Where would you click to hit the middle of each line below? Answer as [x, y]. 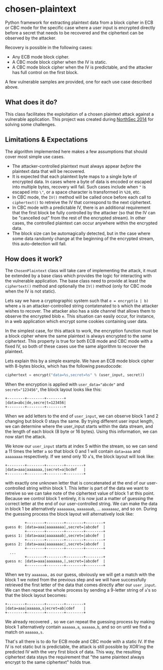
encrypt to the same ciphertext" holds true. [48, 662]
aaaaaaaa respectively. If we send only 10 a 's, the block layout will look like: [80, 457]
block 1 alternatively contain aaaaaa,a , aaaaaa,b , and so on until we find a [78, 627]
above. [12, 87]
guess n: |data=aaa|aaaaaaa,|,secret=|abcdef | [55, 561]
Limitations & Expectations [46, 140]
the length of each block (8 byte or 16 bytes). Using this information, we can [81, 431]
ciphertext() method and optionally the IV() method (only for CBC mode [79, 286]
